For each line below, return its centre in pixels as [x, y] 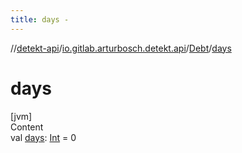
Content [27, 127]
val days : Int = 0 [43, 137]
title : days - [40, 19]
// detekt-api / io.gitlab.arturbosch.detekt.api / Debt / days [121, 48]
